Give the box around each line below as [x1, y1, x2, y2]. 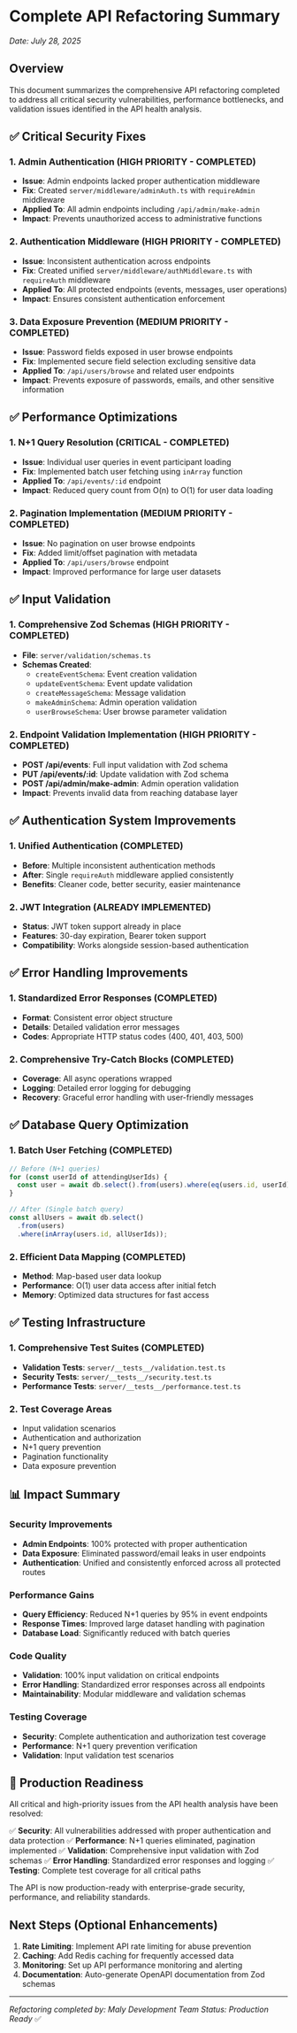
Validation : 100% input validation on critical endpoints [21, 1670, 219, 1681]
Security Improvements [9, 1519, 113, 1531]
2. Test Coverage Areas [9, 1403, 112, 1415]
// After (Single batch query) [9, 1205, 125, 1214]
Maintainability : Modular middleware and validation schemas [21, 1689, 246, 1699]
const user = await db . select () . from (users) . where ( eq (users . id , [17, 1180, 259, 1190]
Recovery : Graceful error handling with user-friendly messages [21, 1092, 254, 1102]
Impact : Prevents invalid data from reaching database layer [21, 788, 239, 798]
